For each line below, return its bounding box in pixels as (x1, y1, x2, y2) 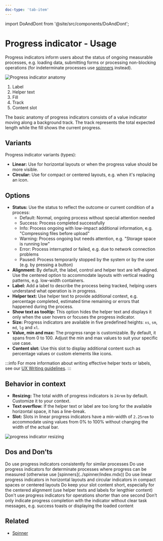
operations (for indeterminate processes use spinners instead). (5, 64, 132, 70)
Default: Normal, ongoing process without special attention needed (19, 215, 155, 221)
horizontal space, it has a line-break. (12, 409, 86, 414)
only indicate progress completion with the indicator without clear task (5, 497, 147, 503)
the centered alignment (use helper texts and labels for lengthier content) (5, 487, 153, 493)
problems (19, 251, 39, 257)
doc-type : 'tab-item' (5, 7, 49, 12)
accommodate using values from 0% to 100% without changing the (12, 419, 148, 424)
